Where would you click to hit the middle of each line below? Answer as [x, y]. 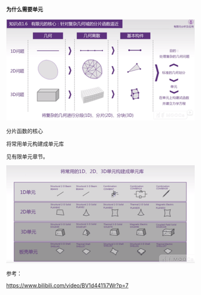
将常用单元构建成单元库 [35, 143]
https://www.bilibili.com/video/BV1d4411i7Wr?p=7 [67, 285]
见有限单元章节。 [27, 156]
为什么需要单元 [25, 9]
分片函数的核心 [25, 131]
